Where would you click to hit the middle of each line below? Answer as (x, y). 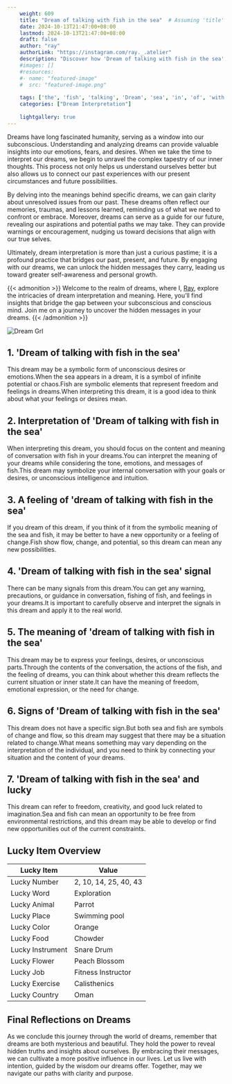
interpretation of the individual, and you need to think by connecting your (111, 750)
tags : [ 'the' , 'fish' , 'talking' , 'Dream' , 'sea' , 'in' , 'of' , (113, 98)
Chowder (89, 939)
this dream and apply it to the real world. (65, 610)
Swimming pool (99, 916)
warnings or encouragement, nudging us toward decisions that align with (111, 231)
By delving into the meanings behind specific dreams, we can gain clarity (111, 195)
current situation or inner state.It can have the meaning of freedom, (103, 682)
